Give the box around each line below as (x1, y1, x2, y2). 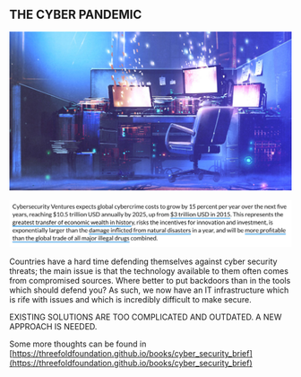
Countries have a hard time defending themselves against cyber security (9, 256, 278, 267)
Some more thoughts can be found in (9, 338, 147, 349)
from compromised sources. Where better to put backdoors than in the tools (9, 276, 291, 286)
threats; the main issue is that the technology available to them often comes (9, 266, 289, 276)
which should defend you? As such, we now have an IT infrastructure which (9, 285, 289, 295)
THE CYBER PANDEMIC (9, 7, 142, 22)
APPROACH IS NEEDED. (9, 321, 98, 332)
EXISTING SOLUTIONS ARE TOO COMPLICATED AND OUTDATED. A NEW (9, 311, 282, 322)
